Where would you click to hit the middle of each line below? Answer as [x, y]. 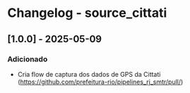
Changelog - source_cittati [87, 13]
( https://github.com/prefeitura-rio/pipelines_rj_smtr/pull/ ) [100, 82]
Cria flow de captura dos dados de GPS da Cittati [89, 74]
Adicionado [28, 59]
